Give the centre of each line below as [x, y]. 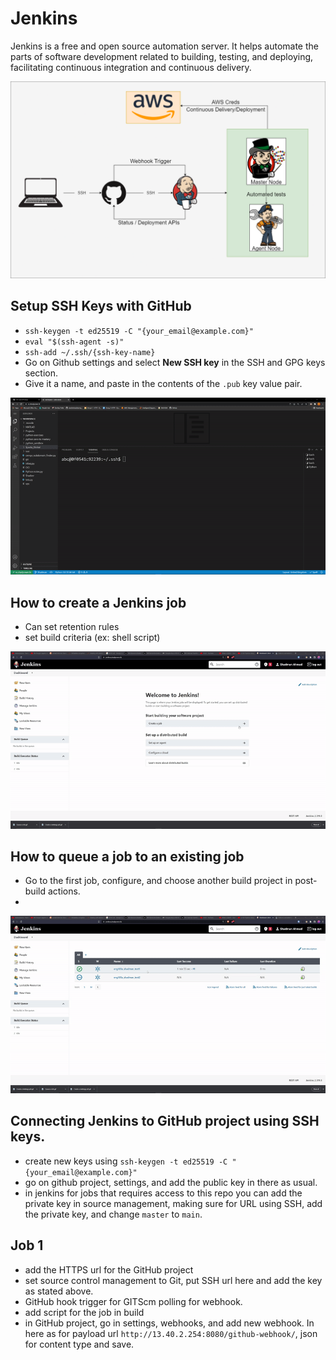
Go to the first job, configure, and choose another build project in [158, 881]
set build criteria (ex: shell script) [92, 638]
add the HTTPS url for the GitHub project [109, 1269]
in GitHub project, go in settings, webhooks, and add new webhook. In [169, 1323]
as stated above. [59, 1291]
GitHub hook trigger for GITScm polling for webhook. [133, 1301]
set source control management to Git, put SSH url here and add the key [173, 1280]
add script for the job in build [84, 1312]
